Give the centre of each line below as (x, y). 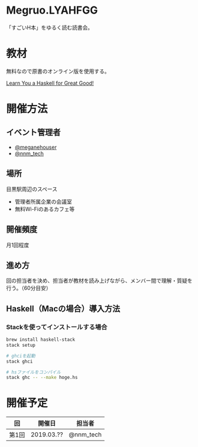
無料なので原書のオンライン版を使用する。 (58, 71)
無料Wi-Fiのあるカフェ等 (45, 209)
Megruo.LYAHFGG (52, 10)
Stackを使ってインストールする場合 (57, 327)
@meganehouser (36, 147)
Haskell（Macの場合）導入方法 (63, 309)
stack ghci (20, 361)
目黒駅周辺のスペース (32, 189)
